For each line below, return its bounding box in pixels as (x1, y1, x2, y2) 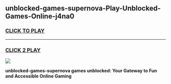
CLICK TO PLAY (5, 27, 45, 35)
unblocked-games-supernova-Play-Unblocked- (5, 4, 161, 13)
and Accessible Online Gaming (5, 73, 72, 79)
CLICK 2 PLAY (5, 46, 41, 53)
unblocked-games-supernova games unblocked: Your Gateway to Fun (5, 67, 157, 73)
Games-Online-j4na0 (5, 12, 75, 21)
